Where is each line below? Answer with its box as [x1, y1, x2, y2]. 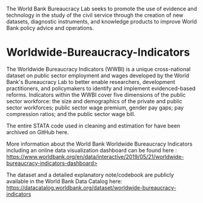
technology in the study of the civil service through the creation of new [6, 11, 184, 19]
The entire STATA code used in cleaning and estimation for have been [6, 122, 181, 129]
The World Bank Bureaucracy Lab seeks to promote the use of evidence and [6, 5, 197, 12]
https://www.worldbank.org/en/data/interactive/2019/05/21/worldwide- [6, 153, 184, 160]
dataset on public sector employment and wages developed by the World [6, 72, 190, 79]
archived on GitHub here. [6, 128, 69, 135]
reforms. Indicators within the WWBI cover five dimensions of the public [6, 91, 186, 98]
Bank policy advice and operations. [6, 24, 95, 31]
